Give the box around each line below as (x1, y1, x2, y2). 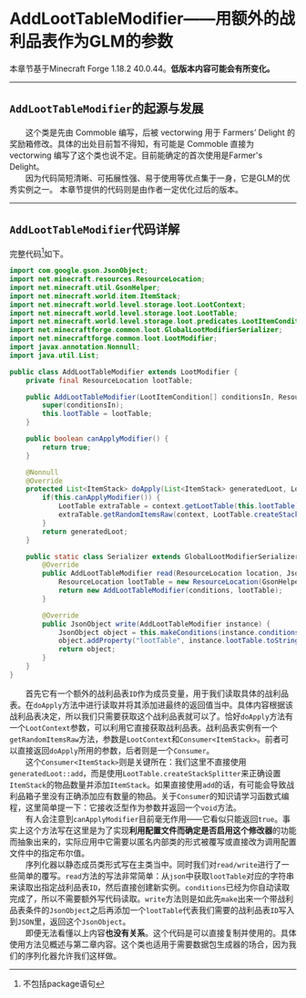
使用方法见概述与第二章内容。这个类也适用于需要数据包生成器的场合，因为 (9, 939, 289, 950)
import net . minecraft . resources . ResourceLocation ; (9, 275, 206, 284)
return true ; (42, 442, 92, 452)
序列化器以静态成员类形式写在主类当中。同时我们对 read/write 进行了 (25, 858, 282, 869)
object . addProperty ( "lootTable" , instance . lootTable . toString (57, 636, 300, 646)
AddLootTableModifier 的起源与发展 (9, 101, 204, 117)
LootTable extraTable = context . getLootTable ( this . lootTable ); (57, 502, 303, 511)
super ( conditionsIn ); (42, 400, 125, 411)
